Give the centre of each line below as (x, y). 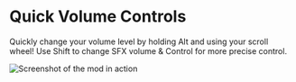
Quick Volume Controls (98, 17)
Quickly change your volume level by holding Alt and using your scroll (139, 41)
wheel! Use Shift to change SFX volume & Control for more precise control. (148, 50)
